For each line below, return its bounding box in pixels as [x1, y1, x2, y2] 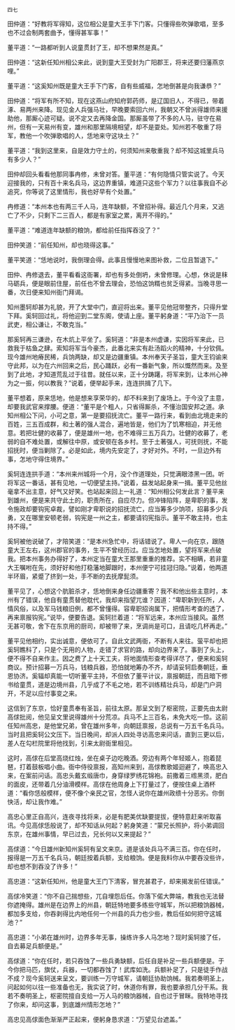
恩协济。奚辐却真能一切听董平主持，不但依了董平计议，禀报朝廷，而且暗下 [7, 672, 222, 680]
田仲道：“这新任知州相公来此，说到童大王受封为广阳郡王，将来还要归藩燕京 [7, 58, 225, 66]
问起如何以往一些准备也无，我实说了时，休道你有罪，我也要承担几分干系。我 [7, 983, 228, 991]
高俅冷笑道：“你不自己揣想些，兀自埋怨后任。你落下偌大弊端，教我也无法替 [7, 892, 225, 900]
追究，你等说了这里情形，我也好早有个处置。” [7, 187, 136, 196]
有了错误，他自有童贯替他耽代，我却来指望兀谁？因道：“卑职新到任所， [13, 596, 219, 603]
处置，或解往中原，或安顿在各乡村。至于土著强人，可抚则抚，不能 [37, 438, 228, 445]
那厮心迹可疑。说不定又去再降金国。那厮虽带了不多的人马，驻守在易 [25, 114, 222, 122]
